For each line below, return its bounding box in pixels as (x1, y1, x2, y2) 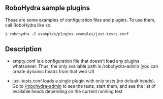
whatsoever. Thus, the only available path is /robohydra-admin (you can (12, 63, 159, 69)
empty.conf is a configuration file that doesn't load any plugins (12, 58, 139, 64)
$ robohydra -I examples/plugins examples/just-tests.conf (5, 31, 129, 36)
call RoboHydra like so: (5, 22, 52, 28)
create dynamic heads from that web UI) (12, 68, 95, 74)
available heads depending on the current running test (12, 88, 123, 94)
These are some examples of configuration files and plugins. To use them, (5, 17, 156, 23)
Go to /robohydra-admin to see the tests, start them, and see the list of (12, 83, 156, 89)
